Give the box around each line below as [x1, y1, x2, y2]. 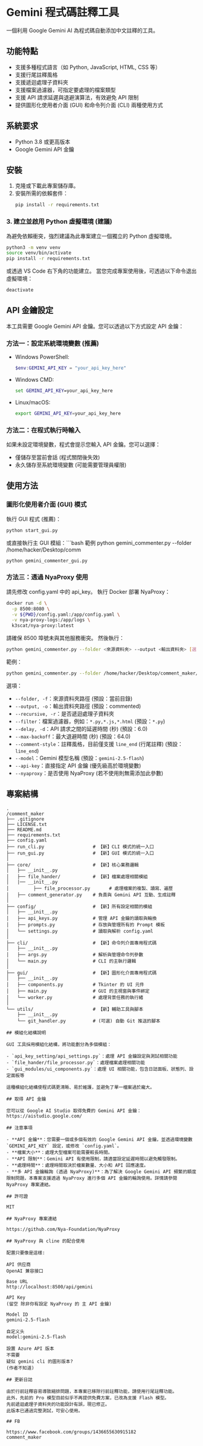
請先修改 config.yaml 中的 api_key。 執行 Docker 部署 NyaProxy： [6, 588, 170, 595]
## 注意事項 [6, 1125, 33, 1131]
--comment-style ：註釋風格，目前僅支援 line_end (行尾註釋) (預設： [14, 740, 183, 747]
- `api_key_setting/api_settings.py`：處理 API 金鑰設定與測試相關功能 [6, 1053, 178, 1059]
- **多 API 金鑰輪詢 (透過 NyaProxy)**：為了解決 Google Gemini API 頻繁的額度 [6, 1168, 196, 1174]
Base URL [6, 1278, 28, 1285]
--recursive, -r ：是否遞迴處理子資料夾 [14, 710, 115, 717]
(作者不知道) [6, 1365, 34, 1371]
